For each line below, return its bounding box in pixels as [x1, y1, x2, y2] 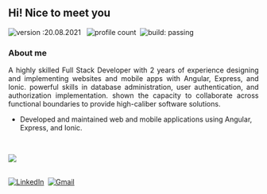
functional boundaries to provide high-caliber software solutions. [8, 99, 221, 109]
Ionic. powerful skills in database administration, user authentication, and [8, 83, 259, 92]
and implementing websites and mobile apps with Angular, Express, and [8, 74, 259, 83]
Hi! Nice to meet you [8, 6, 111, 20]
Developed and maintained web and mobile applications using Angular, [19, 114, 253, 124]
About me [8, 47, 48, 58]
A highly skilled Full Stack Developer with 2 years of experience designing [8, 65, 259, 75]
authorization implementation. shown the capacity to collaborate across [8, 91, 259, 100]
